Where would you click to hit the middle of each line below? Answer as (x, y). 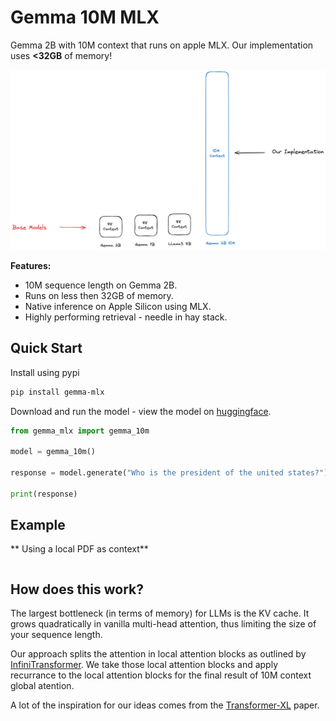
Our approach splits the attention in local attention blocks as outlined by (158, 654)
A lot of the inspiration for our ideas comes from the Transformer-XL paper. (165, 705)
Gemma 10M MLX (85, 17)
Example (38, 525)
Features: (31, 265)
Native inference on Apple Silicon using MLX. (118, 306)
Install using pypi (45, 372)
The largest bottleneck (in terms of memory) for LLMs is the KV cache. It (160, 613)
